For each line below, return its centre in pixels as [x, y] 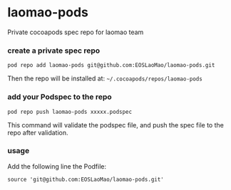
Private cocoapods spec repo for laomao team [76, 32]
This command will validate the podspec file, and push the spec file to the [116, 125]
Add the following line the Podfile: [57, 166]
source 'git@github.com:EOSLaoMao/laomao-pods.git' [86, 179]
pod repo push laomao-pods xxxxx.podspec [70, 112]
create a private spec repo [54, 51]
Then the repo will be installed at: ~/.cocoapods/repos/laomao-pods [105, 78]
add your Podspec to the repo [60, 97]
